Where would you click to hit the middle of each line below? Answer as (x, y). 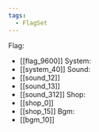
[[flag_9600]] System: (55, 61)
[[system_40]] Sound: (55, 69)
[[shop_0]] (36, 103)
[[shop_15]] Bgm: (47, 111)
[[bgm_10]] (37, 119)
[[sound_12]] (40, 77)
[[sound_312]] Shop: (52, 94)
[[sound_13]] (40, 86)
